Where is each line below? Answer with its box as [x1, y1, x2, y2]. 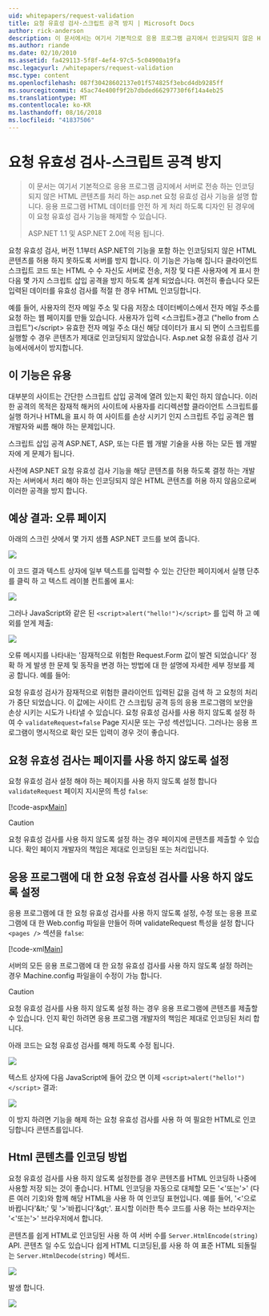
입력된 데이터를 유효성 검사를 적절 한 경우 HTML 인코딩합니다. [8, 286, 202, 295]
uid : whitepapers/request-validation [8, 11, 134, 20]
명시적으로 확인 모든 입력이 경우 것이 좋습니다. [35, 728, 179, 737]
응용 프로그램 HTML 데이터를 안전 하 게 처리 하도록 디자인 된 [45, 201, 234, 211]
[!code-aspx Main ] [8, 802, 68, 812]
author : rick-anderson [8, 26, 84, 35]
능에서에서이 [8, 343, 48, 352]
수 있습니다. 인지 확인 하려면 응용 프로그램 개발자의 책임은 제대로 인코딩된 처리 [8, 1013, 252, 1023]
